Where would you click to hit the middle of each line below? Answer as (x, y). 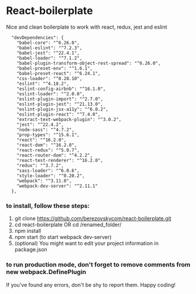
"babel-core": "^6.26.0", (48, 43)
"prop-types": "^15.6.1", (48, 135)
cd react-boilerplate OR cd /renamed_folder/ (68, 225)
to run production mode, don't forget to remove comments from (98, 265)
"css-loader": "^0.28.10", (49, 78)
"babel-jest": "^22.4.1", (48, 53)
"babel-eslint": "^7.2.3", (49, 48)
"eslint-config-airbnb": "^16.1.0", (61, 89)
